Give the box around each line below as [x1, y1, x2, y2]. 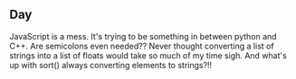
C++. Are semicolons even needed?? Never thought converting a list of [9, 40, 274, 51]
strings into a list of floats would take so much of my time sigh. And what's [9, 49, 287, 61]
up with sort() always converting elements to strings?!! [9, 59, 213, 70]
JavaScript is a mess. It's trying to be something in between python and [9, 31, 278, 41]
